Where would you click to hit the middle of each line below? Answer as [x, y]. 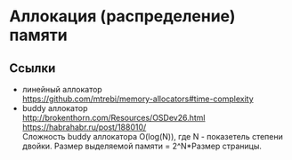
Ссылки [32, 68]
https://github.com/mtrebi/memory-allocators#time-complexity [138, 99]
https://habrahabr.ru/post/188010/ [84, 127]
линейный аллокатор [62, 89]
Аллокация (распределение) [122, 16]
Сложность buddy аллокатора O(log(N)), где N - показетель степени [152, 136]
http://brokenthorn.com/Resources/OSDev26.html [114, 118]
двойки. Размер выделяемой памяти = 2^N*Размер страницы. [142, 146]
